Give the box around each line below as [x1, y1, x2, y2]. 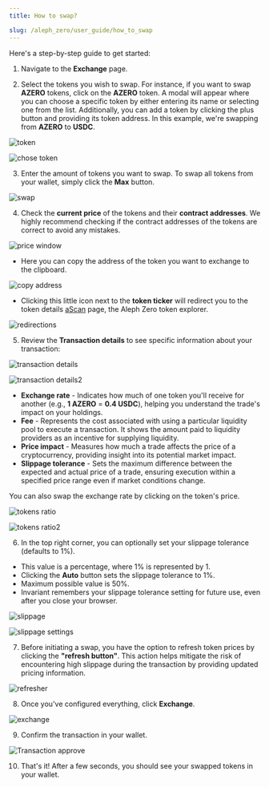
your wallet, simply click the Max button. [20, 177, 155, 187]
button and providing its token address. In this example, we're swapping [20, 113, 259, 123]
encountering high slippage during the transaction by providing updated [20, 659, 259, 669]
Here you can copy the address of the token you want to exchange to [20, 256, 250, 265]
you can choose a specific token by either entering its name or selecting [20, 96, 259, 106]
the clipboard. [20, 264, 67, 274]
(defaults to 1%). [20, 546, 75, 555]
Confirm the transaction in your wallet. [20, 730, 147, 740]
